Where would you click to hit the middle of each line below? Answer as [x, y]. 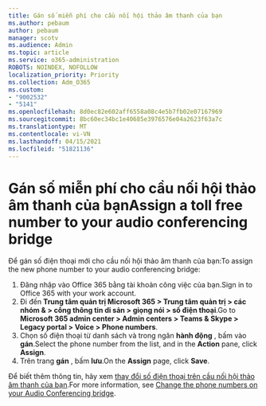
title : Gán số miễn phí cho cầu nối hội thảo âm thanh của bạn [115, 16]
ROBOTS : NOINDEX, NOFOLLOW [53, 68]
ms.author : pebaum [39, 23]
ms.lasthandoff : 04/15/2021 [55, 141]
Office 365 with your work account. [78, 293]
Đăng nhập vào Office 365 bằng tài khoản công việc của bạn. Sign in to [136, 285]
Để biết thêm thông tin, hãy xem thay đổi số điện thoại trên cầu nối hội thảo [131, 377]
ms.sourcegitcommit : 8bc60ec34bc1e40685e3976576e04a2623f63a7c [115, 119]
